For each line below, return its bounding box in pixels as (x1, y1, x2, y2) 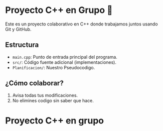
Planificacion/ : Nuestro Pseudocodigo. (12, 64, 95, 70)
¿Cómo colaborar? (5, 79, 64, 88)
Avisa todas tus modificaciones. (12, 92, 78, 98)
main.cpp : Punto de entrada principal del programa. (12, 54, 118, 60)
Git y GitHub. (5, 26, 31, 32)
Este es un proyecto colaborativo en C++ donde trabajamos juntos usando (5, 21, 158, 27)
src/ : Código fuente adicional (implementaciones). (12, 59, 117, 65)
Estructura (5, 41, 39, 49)
